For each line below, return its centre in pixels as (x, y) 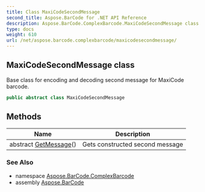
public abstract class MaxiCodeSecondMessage (65, 98)
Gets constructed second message (133, 144)
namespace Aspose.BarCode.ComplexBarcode (75, 175)
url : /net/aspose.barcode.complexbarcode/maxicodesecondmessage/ (91, 40)
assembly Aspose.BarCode (49, 182)
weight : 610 (21, 35)
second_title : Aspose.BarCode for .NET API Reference (77, 18)
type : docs (20, 29)
